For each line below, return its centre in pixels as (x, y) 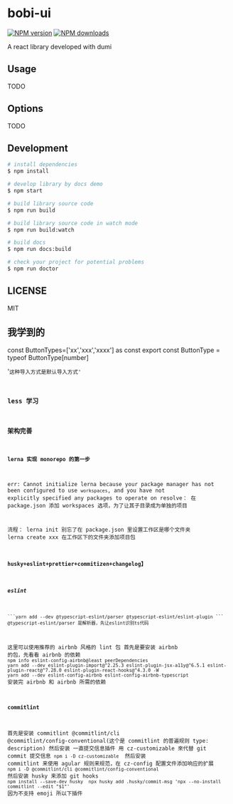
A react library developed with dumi (60, 46)
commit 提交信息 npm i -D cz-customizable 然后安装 (77, 756)
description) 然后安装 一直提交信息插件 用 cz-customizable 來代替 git (107, 749)
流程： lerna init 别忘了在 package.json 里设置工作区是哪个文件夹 (99, 530)
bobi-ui (29, 13)
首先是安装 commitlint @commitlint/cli (64, 733)
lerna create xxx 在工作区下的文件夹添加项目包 (72, 537)
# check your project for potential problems (76, 262)
